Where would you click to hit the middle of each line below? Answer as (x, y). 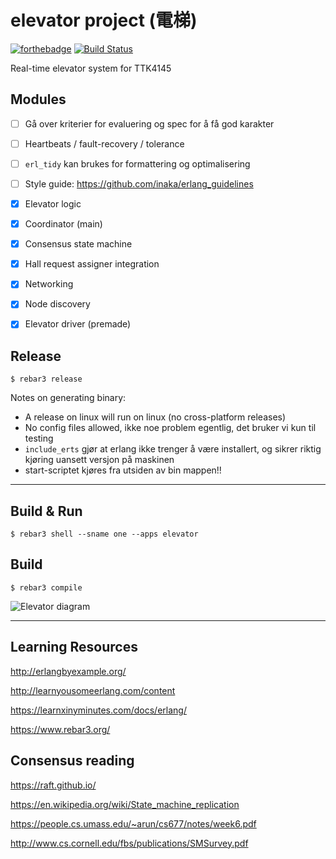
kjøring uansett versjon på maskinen (99, 460)
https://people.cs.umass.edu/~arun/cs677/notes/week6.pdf (133, 823)
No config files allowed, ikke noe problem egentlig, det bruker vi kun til (170, 428)
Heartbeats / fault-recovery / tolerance (104, 143)
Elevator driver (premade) (78, 324)
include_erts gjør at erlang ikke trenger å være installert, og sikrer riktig (173, 449)
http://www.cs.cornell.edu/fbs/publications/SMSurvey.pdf (129, 843)
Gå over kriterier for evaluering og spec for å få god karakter (149, 123)
